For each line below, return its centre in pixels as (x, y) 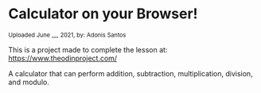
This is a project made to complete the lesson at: (88, 49)
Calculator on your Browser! (103, 14)
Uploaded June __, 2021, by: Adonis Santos (67, 35)
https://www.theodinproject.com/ (63, 58)
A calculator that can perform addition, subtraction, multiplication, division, (130, 73)
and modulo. (29, 82)
